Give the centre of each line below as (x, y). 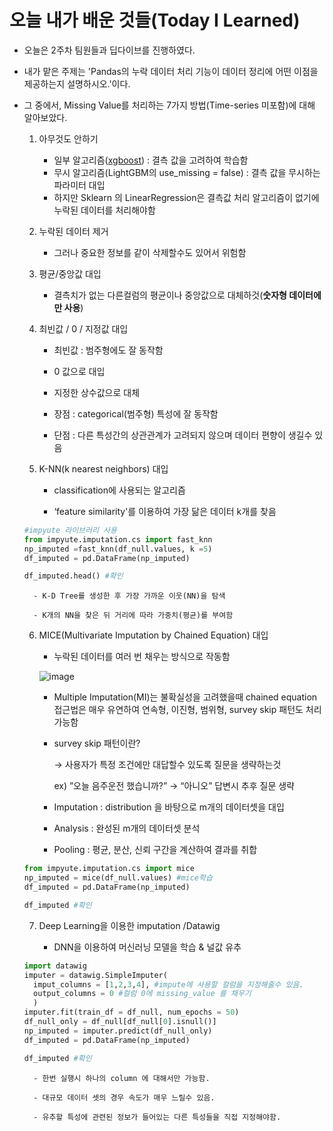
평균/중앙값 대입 (70, 273)
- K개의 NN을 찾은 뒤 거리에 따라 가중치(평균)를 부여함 (133, 616)
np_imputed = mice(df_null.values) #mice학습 (118, 878)
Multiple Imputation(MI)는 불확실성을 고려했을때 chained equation (185, 697)
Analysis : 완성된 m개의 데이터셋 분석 (127, 828)
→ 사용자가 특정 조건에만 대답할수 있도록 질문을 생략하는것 (167, 765)
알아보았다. (45, 117)
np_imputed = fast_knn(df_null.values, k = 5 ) (118, 549)
